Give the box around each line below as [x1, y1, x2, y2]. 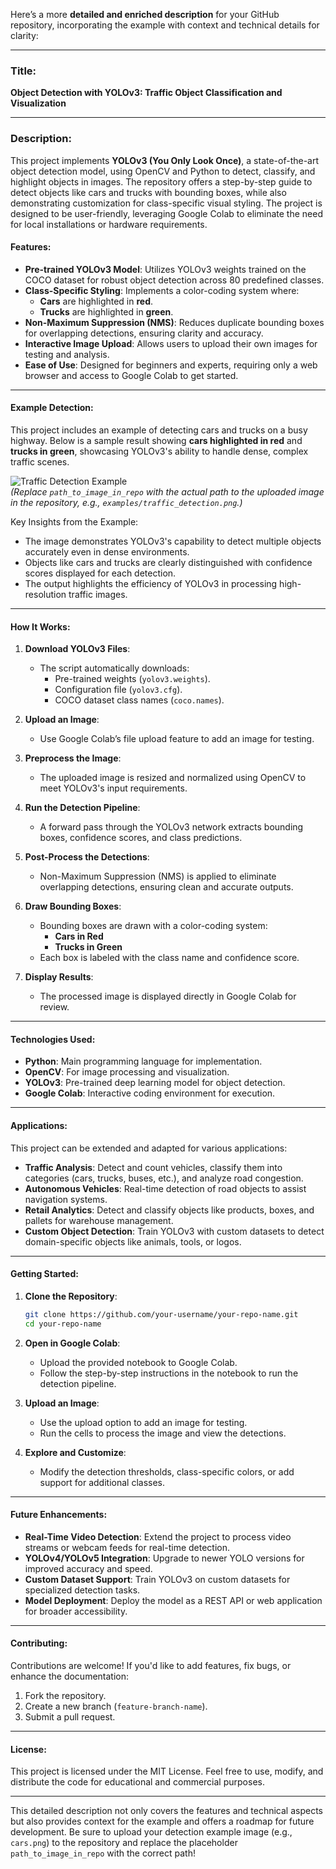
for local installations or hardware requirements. [10, 218, 208, 230]
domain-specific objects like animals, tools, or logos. [24, 1235, 242, 1248]
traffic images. [68, 589, 128, 600]
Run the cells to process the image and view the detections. [39, 1427, 287, 1439]
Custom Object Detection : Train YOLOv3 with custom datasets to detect [24, 1225, 325, 1237]
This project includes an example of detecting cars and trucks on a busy [10, 424, 308, 436]
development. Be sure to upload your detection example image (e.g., [10, 1826, 293, 1838]
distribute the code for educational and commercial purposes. [10, 1776, 265, 1788]
